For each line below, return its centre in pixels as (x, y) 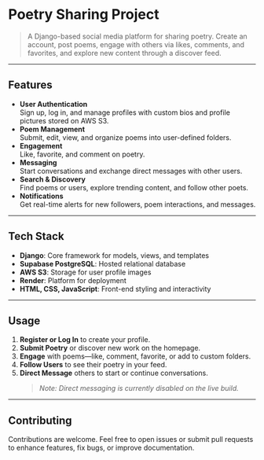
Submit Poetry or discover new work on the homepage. (110, 348)
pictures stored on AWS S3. (64, 120)
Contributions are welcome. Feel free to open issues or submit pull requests (131, 440)
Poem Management (52, 129)
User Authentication (53, 104)
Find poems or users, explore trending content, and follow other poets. (134, 187)
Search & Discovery (53, 179)
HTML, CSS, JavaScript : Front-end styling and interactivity (115, 289)
